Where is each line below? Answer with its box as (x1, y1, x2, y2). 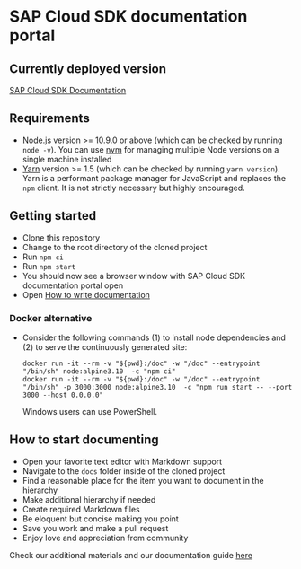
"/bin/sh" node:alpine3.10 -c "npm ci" (22, 366, 176, 376)
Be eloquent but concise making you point (22, 513, 180, 524)
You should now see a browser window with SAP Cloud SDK (22, 270, 245, 281)
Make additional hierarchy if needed (22, 494, 156, 504)
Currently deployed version (9, 61, 167, 76)
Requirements (9, 110, 90, 127)
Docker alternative (9, 311, 93, 324)
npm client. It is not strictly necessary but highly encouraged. (22, 182, 245, 193)
